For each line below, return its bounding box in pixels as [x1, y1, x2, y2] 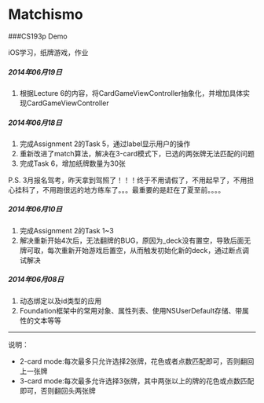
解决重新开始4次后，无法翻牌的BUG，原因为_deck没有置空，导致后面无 [19, 236, 251, 245]
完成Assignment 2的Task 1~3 [19, 225, 114, 235]
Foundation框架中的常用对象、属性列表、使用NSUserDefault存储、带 [19, 306, 243, 315]
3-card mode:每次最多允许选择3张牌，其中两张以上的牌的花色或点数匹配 [19, 376, 255, 386]
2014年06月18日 [8, 118, 63, 127]
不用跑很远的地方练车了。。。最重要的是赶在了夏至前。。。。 [42, 185, 225, 194]
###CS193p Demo [8, 31, 68, 41]
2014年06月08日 [8, 275, 64, 284]
